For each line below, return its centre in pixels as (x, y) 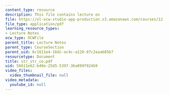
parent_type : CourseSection (35, 47)
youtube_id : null (28, 84)
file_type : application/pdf (35, 24)
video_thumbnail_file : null (39, 75)
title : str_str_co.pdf (29, 61)
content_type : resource (30, 10)
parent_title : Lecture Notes (36, 43)
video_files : (19, 71)
